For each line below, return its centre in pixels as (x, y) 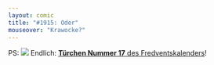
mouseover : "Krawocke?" (47, 30)
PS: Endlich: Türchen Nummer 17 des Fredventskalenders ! (108, 53)
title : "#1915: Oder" (44, 23)
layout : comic (31, 15)
